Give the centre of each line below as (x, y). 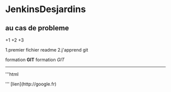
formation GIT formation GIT (35, 60)
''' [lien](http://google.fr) (31, 84)
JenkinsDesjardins (46, 9)
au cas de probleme (37, 28)
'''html (12, 74)
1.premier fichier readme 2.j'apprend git (47, 50)
